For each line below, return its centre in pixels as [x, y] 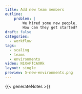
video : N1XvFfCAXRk [25, 63]
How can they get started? [50, 28]
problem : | [25, 18]
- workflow [20, 41]
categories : [17, 37]
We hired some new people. [50, 23]
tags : [10, 46]
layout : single [20, 68]
